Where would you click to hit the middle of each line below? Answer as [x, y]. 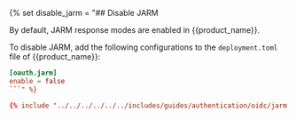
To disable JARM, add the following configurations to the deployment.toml [144, 47]
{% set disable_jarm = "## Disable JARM [84, 13]
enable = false [37, 81]
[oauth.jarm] [33, 73]
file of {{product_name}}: [55, 56]
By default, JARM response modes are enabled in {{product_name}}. [135, 30]
